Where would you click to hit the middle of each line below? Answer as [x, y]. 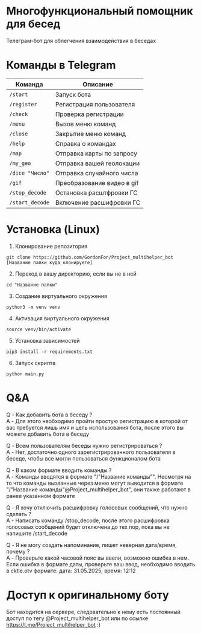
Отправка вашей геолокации [97, 163]
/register [23, 104]
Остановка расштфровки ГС [96, 193]
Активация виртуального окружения [62, 318]
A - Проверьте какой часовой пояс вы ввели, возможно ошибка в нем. [98, 558]
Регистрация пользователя [95, 104]
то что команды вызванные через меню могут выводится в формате [95, 483]
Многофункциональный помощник [100, 11]
